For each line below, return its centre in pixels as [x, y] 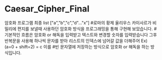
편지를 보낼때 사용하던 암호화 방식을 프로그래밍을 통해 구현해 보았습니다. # [87, 29]
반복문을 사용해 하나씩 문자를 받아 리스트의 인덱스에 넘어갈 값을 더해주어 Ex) [76, 41]
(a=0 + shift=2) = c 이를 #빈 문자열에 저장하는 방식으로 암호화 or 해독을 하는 [77, 47]
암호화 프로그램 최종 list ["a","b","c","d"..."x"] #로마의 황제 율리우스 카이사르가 [78, 23]
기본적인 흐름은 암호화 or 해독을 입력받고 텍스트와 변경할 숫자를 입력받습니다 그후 [81, 35]
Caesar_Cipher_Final [47, 9]
